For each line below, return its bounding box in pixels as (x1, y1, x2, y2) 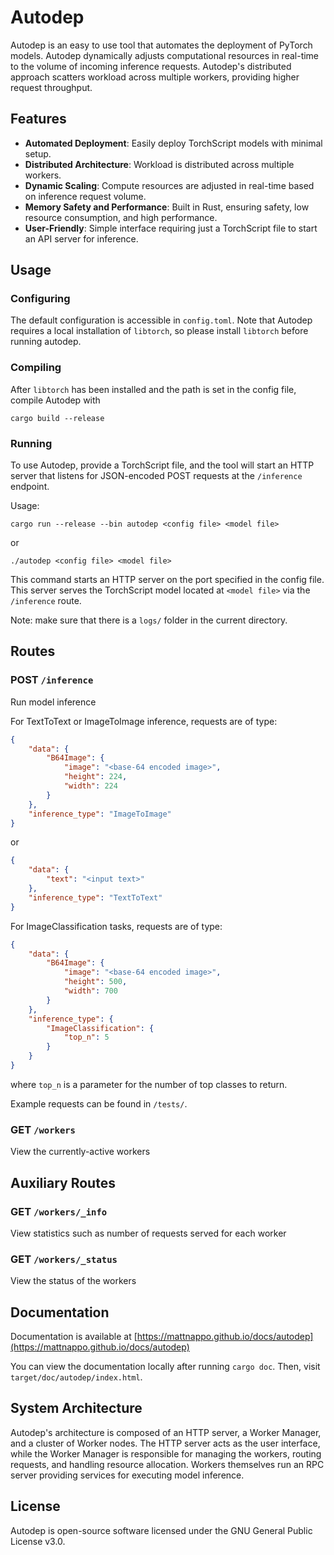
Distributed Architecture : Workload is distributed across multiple (24, 158, 295, 170)
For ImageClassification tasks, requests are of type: (10, 920, 223, 932)
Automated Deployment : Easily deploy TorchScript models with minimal (24, 137, 323, 149)
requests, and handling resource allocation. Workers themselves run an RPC (10, 1458, 325, 1470)
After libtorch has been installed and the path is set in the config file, (10, 383, 297, 395)
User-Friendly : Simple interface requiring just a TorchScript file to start (24, 222, 318, 234)
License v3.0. (10, 1535, 66, 1547)
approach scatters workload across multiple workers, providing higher (10, 71, 300, 83)
